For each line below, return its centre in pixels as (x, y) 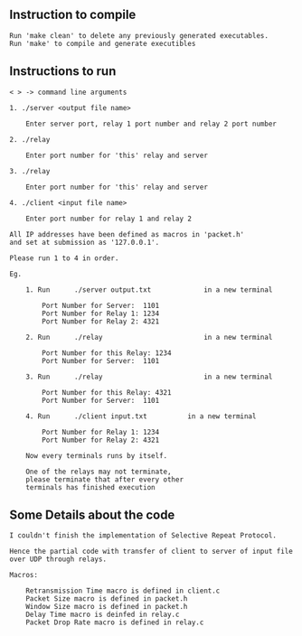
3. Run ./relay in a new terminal (149, 377)
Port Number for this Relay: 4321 (107, 392)
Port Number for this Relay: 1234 (107, 353)
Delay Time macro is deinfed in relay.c (103, 615)
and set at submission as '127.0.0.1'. (85, 242)
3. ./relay (30, 171)
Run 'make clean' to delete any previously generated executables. (139, 35)
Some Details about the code (92, 515)
